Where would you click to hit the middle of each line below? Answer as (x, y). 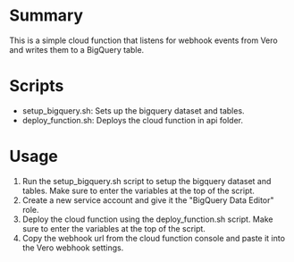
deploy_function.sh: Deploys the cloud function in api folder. (133, 120)
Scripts (37, 86)
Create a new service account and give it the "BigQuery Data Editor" (148, 200)
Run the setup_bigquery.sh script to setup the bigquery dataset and (147, 181)
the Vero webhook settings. (73, 248)
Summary (46, 16)
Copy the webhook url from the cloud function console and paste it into (154, 238)
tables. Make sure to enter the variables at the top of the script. (138, 190)
